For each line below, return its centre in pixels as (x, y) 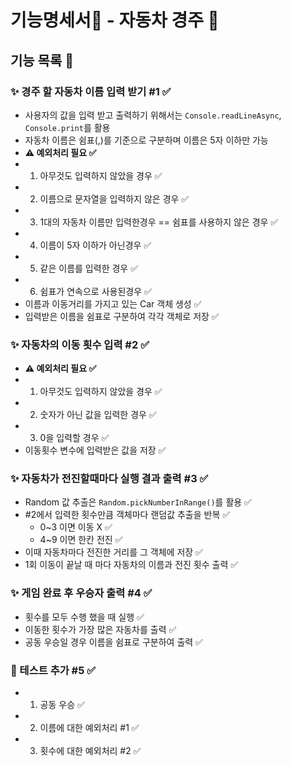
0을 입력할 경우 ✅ (74, 438)
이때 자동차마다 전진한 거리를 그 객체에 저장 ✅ (113, 552)
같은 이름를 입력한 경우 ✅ (88, 268)
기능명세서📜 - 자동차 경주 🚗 (115, 20)
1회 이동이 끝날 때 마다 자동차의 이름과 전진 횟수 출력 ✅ (131, 565)
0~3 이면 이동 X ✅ (76, 527)
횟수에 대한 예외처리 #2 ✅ (90, 751)
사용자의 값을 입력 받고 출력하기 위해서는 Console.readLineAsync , (153, 115)
